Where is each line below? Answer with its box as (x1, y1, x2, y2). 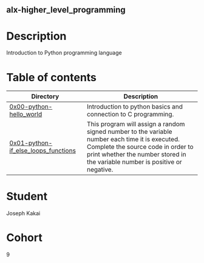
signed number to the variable (87, 127, 172, 136)
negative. (87, 165, 114, 174)
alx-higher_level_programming (6, 5, 126, 15)
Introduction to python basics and (87, 102, 183, 111)
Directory (31, 92, 59, 101)
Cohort (6, 231, 42, 245)
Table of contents (6, 70, 97, 84)
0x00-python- (9, 102, 53, 111)
